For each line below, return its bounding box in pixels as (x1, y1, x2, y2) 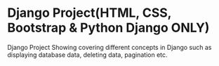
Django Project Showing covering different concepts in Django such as (7, 43, 212, 51)
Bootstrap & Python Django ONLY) (7, 20, 210, 36)
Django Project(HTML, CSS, (7, 5, 172, 21)
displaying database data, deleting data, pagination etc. (7, 51, 168, 59)
